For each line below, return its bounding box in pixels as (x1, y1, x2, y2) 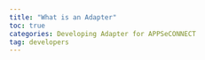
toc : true (9, 21, 46, 30)
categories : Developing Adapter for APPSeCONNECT (9, 29, 197, 38)
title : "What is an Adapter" (9, 12, 117, 22)
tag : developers (9, 37, 69, 47)
